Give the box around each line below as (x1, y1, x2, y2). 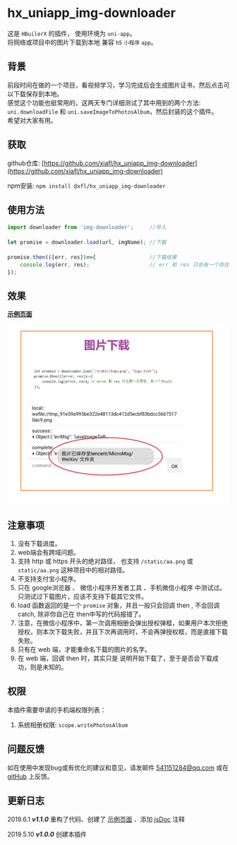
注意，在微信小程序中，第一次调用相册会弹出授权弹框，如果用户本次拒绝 (17, 619, 228, 628)
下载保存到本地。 (13, 90, 63, 98)
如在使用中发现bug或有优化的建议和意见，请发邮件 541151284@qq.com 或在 (7, 763, 229, 772)
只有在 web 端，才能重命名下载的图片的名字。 (17, 645, 152, 654)
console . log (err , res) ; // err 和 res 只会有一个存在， (20, 261, 235, 268)
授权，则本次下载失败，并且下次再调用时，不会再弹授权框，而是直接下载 (17, 628, 228, 636)
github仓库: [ (7, 159, 44, 167)
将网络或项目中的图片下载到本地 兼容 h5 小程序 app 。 (7, 37, 157, 47)
